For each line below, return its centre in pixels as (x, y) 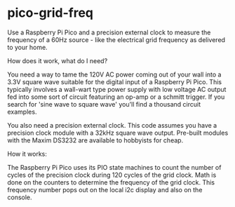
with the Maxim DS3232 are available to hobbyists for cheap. (95, 140)
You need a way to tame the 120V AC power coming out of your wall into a (114, 74)
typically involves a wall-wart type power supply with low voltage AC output (117, 89)
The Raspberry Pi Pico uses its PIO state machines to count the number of (114, 167)
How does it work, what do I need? (58, 60)
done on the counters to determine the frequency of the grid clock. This (111, 182)
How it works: (27, 154)
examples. (22, 112)
